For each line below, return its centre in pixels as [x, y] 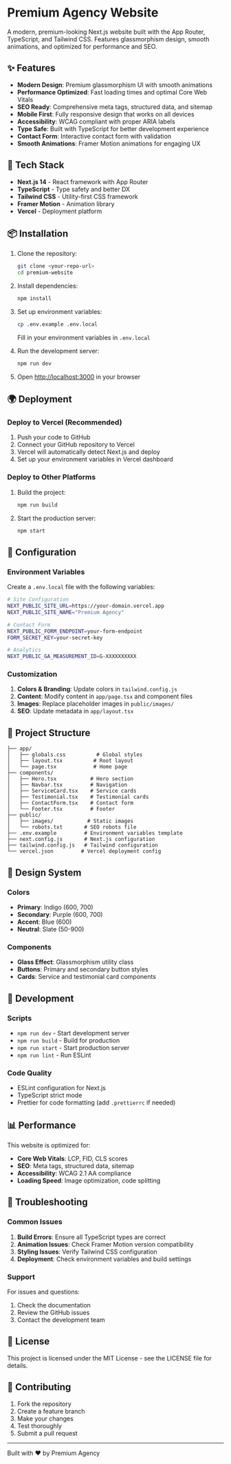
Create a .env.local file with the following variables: [81, 587]
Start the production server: [56, 518]
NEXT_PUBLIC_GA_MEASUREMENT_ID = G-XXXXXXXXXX [72, 657]
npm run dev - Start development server [73, 1033]
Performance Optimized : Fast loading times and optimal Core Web [112, 92]
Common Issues [35, 1222]
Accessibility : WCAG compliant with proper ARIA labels [96, 121]
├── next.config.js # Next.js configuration [81, 840]
